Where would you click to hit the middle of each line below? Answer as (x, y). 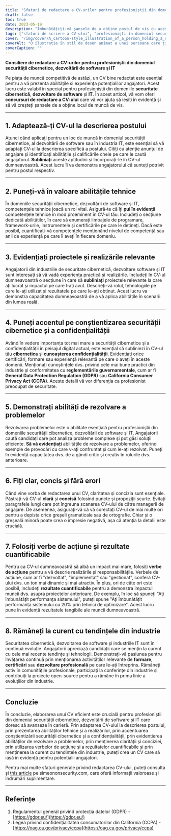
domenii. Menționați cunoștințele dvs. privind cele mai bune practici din (80, 364)
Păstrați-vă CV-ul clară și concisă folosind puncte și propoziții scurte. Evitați (85, 499)
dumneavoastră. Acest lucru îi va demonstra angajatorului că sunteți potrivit (85, 165)
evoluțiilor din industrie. (30, 681)
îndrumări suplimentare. (30, 778)
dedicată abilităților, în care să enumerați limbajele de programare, (75, 220)
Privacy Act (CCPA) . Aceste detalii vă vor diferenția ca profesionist (76, 381)
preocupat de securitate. (31, 386)
